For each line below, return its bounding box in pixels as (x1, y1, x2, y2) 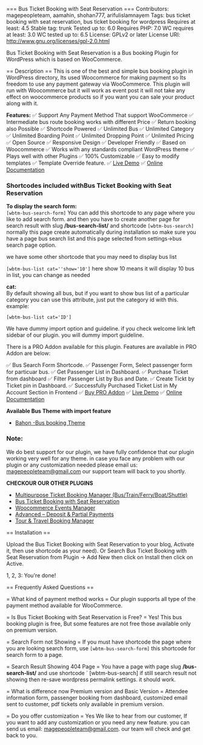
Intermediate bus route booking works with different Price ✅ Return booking (6, 118, 196, 125)
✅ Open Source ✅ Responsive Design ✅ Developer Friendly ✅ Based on (6, 139, 186, 146)
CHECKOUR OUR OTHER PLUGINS (6, 479, 93, 487)
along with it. (6, 100, 39, 107)
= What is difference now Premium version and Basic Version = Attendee (6, 687, 188, 695)
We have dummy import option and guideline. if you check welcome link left (6, 325, 196, 332)
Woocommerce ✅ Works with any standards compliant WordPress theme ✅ (6, 146, 195, 153)
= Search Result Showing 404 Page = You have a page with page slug (6, 662, 182, 670)
